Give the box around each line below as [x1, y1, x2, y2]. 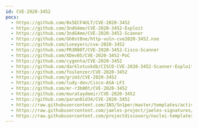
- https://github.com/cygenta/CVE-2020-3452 [11, 58, 122, 64]
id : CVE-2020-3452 [5, 8, 51, 15]
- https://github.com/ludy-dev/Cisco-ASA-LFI [11, 80, 125, 86]
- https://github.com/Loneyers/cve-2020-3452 [11, 42, 125, 48]
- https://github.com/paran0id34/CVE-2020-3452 [11, 96, 131, 102]
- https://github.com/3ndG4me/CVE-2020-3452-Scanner [11, 31, 144, 37]
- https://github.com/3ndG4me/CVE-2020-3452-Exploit [11, 25, 144, 31]
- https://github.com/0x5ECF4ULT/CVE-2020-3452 [11, 19, 131, 25]
